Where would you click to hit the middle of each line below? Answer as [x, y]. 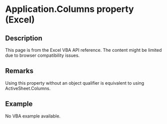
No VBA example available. [33, 116]
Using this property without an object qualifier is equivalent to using [75, 83]
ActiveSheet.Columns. [28, 88]
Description [24, 38]
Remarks [19, 71]
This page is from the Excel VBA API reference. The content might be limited [83, 50]
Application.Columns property [70, 9]
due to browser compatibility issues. [42, 55]
